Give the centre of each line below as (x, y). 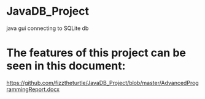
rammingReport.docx (33, 89)
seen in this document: (66, 66)
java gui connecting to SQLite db (48, 28)
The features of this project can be (96, 53)
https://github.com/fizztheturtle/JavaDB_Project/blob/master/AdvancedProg (103, 82)
